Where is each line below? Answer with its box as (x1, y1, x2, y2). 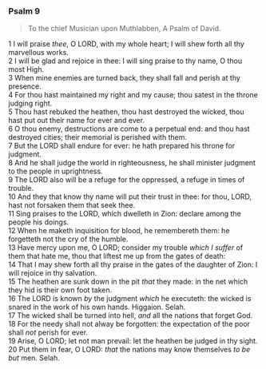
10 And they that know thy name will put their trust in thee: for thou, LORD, (8, 192, 252, 201)
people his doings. (8, 217, 69, 227)
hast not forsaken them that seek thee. (8, 200, 136, 210)
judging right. (8, 98, 53, 109)
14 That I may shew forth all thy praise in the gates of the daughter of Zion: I (8, 260, 258, 269)
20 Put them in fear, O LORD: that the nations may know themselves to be (8, 345, 251, 355)
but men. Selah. (8, 353, 60, 363)
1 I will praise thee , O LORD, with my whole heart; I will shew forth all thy (8, 39, 245, 49)
